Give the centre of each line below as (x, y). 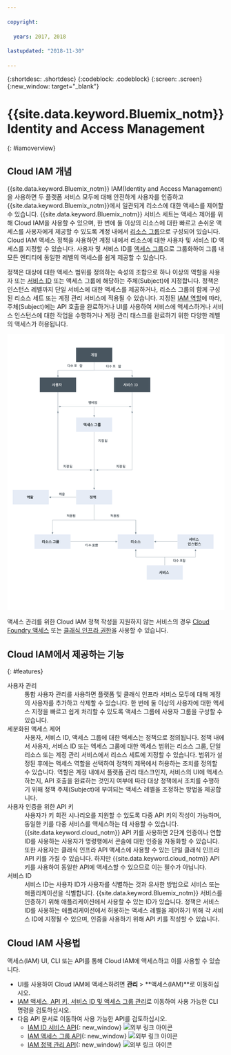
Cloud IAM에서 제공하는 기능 (66, 654)
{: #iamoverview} (32, 148)
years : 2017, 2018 (40, 37)
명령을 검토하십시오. (44, 1010)
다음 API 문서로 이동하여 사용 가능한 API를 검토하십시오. (92, 1018)
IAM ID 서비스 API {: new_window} (74, 1027)
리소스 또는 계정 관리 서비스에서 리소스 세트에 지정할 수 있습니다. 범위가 (120, 755)
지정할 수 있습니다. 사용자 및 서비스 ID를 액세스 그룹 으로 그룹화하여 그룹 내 (125, 248)
